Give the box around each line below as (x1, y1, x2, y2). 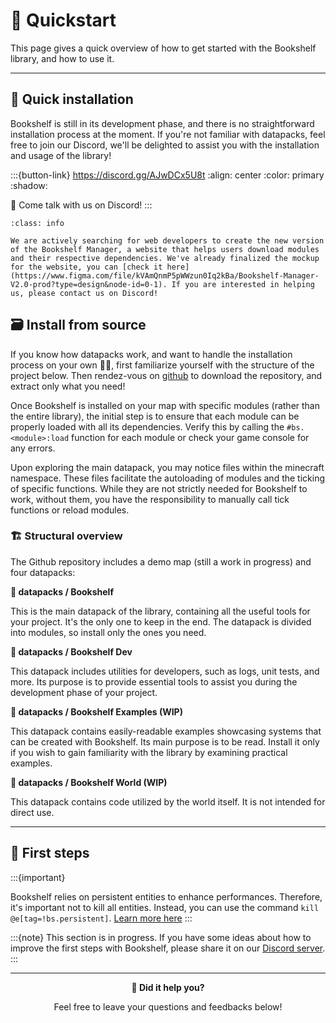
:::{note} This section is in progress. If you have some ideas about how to (10, 931, 312, 943)
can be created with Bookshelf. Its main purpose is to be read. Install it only (10, 735, 320, 748)
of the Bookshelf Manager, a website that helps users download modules (10, 244, 320, 254)
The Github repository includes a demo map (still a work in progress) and (10, 555, 312, 568)
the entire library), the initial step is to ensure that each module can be (10, 410, 300, 422)
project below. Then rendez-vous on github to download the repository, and (10, 369, 323, 381)
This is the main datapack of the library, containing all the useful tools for (10, 605, 311, 617)
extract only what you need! (10, 380, 126, 392)
